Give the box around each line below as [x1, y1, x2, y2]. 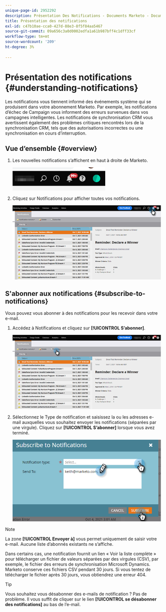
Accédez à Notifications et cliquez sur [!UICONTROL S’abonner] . [12, 325, 146, 331]
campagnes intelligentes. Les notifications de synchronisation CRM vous [5, 114, 153, 120]
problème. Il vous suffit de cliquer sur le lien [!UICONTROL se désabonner [5, 596, 157, 602]
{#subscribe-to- [94, 289, 146, 298]
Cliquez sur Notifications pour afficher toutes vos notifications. [12, 195, 140, 201]
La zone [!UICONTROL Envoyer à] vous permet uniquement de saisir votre [5, 536, 157, 542]
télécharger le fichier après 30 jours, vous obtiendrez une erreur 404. [5, 572, 147, 578]
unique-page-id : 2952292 [5, 8, 56, 13]
